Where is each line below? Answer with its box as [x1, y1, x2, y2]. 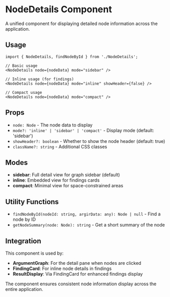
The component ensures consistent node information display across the [5, 281, 157, 287]
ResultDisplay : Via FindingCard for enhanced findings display [12, 271, 143, 277]
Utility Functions [5, 197, 59, 206]
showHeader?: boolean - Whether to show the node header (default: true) [12, 138, 165, 144]
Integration [5, 236, 42, 245]
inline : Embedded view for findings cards [12, 177, 100, 183]
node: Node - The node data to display [12, 121, 93, 128]
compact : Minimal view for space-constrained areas [12, 183, 124, 189]
